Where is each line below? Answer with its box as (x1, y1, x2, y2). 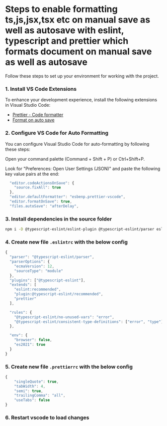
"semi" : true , (14, 388, 43, 394)
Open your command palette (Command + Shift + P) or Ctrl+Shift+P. (5, 156, 145, 162)
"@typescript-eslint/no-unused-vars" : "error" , (14, 314, 114, 320)
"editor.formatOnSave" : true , (9, 199, 72, 204)
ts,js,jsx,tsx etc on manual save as (5, 14, 151, 25)
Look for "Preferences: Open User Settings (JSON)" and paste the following (5, 166, 161, 172)
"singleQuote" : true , (14, 379, 59, 384)
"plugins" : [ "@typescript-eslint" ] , (9, 278, 85, 283)
